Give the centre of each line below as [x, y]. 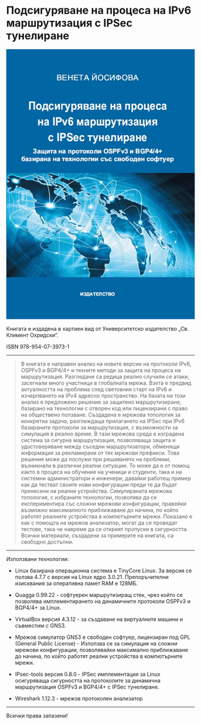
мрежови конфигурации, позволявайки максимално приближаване [101, 650]
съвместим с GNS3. [40, 625]
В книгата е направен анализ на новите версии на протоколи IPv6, [106, 364]
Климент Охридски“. [32, 335]
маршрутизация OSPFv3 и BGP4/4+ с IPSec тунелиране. [87, 687]
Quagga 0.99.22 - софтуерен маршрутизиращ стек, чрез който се [99, 595]
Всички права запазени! [37, 715]
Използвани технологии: [38, 559]
